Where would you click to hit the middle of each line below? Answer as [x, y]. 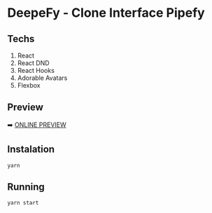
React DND [34, 63]
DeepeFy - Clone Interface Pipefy [106, 13]
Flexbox [29, 85]
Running [26, 187]
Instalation [31, 150]
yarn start [23, 203]
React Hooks [36, 70]
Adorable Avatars [42, 78]
